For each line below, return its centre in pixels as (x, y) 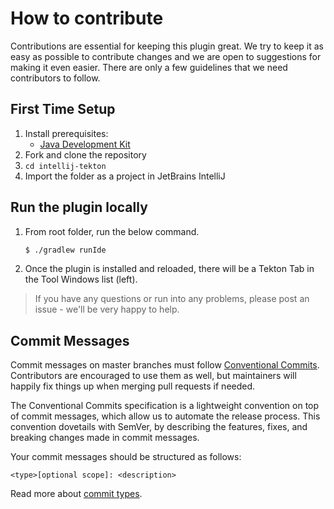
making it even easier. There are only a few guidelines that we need (149, 67)
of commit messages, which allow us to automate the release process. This (165, 416)
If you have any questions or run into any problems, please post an (172, 299)
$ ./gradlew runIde (65, 250)
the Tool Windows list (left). (81, 279)
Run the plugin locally (79, 207)
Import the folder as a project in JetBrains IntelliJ (125, 176)
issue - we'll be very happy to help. (107, 309)
